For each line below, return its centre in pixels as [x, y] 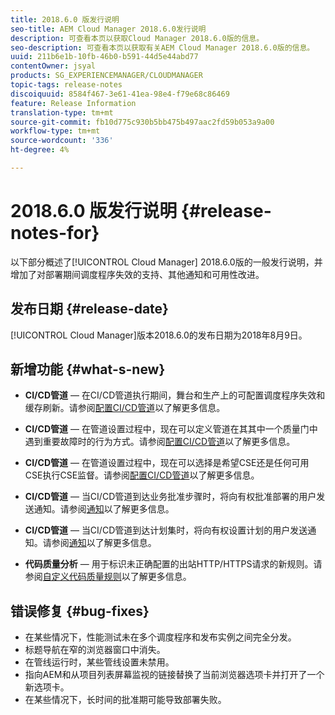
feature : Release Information [73, 103]
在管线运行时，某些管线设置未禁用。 [99, 662]
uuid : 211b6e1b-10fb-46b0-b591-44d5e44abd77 [104, 57]
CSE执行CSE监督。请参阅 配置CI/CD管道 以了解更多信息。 [142, 475]
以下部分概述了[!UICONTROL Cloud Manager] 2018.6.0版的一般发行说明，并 [166, 262]
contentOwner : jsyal [53, 66]
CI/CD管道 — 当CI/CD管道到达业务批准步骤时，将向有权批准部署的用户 [170, 497]
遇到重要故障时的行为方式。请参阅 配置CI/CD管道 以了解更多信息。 [160, 442]
